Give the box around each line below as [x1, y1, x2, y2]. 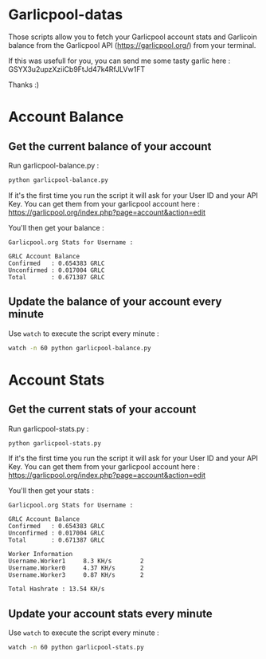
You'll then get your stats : [8, 486, 94, 495]
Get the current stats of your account [8, 403, 197, 416]
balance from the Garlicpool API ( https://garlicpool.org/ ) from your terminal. [8, 40, 256, 49]
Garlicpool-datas [8, 6, 123, 24]
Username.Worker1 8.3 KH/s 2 [8, 557, 145, 566]
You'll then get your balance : [8, 223, 105, 232]
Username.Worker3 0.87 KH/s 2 [8, 571, 145, 579]
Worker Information [8, 550, 73, 558]
